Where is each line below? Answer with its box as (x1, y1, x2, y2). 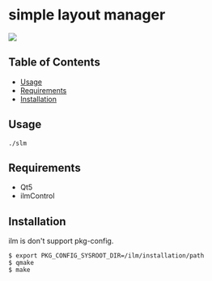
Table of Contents (8, 55, 101, 70)
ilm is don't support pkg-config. (8, 236, 114, 246)
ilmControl (19, 191, 55, 201)
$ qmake (8, 259, 35, 267)
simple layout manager (8, 6, 166, 24)
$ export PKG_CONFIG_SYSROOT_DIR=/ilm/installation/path (8, 252, 205, 260)
